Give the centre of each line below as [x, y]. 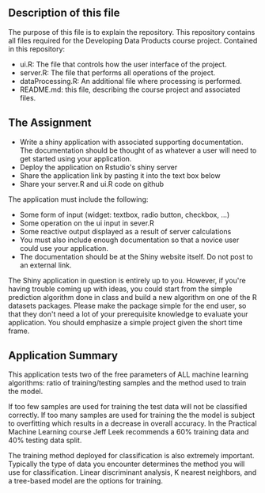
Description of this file [64, 13]
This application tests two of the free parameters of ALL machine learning [129, 374]
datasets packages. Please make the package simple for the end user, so [127, 305]
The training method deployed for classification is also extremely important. [131, 456]
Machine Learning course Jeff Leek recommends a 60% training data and [129, 432]
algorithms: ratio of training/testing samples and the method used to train [127, 383]
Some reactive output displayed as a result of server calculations [125, 231]
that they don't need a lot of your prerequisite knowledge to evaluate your [128, 314]
